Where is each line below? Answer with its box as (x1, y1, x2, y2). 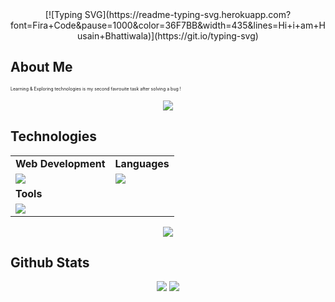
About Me (10, 59, 73, 76)
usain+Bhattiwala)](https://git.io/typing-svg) (77, 30, 259, 42)
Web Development (15, 156, 106, 170)
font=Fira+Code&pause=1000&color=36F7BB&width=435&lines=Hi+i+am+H (10, 19, 326, 31)
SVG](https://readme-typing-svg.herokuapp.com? (84, 9, 292, 20)
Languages (114, 156, 170, 170)
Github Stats (10, 254, 90, 272)
